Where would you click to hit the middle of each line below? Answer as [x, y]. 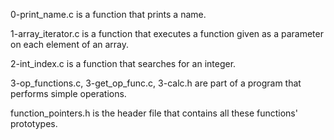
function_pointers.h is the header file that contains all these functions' [154, 113]
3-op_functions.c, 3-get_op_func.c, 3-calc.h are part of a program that [156, 83]
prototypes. [34, 123]
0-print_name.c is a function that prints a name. [108, 14]
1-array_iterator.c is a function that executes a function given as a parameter [167, 33]
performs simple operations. [68, 93]
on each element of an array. [70, 44]
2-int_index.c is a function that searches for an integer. [123, 63]
